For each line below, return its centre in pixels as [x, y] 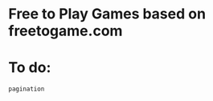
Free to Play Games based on [107, 14]
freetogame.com [66, 31]
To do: [30, 68]
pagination [27, 89]
